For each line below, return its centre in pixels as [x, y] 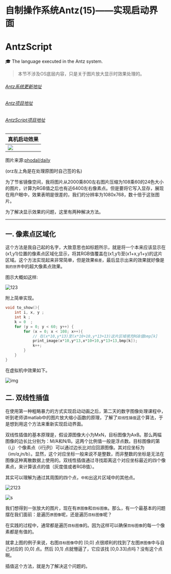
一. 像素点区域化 [31, 234]
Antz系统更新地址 [24, 86]
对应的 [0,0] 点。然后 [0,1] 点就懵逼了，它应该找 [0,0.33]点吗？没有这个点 [86, 548]
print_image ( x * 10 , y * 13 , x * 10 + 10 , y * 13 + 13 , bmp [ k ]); [85, 341]
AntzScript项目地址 [25, 120]
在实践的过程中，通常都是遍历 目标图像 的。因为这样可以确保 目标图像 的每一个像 [85, 525]
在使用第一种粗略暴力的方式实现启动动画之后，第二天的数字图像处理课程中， [85, 411]
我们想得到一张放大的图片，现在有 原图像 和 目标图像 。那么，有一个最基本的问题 [85, 508]
